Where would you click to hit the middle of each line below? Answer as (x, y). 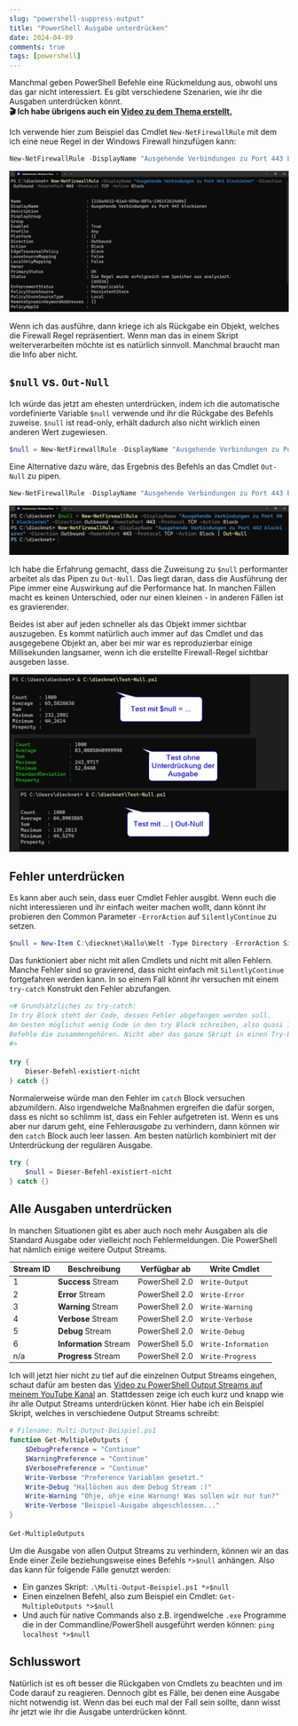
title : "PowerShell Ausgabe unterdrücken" (89, 28)
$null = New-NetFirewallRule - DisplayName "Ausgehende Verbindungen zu (144, 449)
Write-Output (225, 1283)
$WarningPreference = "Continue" (87, 1459)
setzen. (23, 926)
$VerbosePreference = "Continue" (87, 1468)
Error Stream (81, 1294)
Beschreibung (94, 1269)
